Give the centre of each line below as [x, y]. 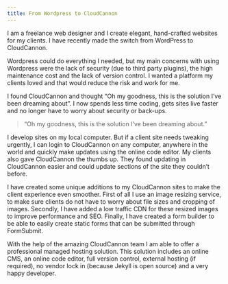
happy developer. [31, 273]
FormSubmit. [25, 230]
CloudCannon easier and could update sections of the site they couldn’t [109, 166]
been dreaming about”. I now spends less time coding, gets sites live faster [113, 103]
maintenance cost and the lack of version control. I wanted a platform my [110, 75]
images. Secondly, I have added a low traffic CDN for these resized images [113, 209]
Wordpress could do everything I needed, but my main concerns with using [113, 61]
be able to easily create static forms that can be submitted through [101, 223]
